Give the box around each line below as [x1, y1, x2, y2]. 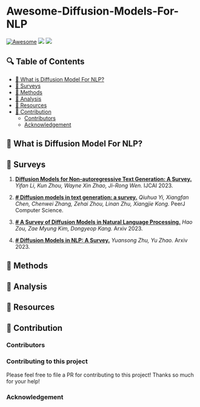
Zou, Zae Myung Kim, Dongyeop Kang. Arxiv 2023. [15, 224, 144, 232]
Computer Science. [15, 206, 64, 214]
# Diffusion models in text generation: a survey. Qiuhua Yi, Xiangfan [15, 193, 189, 201]
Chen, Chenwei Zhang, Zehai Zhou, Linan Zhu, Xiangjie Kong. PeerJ [15, 200, 186, 207]
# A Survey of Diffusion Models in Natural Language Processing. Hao [15, 218, 193, 226]
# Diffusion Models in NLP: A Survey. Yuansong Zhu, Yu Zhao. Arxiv [15, 236, 188, 244]
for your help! [6, 377, 41, 384]
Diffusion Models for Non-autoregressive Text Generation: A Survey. [15, 175, 192, 183]
